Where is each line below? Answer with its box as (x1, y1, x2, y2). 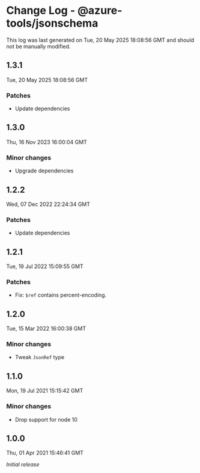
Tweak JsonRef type (14, 354, 65, 361)
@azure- (77, 4, 123, 17)
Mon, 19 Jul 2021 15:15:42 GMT (6, 387, 83, 395)
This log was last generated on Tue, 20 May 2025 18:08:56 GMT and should (6, 36, 195, 43)
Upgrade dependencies (14, 167, 74, 175)
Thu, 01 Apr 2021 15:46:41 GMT (6, 450, 84, 457)
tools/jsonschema (6, 16, 98, 30)
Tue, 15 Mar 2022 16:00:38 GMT (6, 325, 86, 332)
